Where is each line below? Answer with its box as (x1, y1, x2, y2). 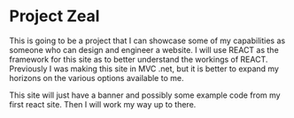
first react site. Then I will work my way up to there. (9, 99, 197, 109)
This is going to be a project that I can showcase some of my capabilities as (9, 35, 286, 46)
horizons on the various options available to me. (9, 72, 184, 83)
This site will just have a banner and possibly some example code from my (9, 90, 281, 100)
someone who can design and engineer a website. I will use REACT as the (9, 44, 279, 55)
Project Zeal (9, 6, 100, 26)
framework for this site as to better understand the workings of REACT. (9, 54, 268, 64)
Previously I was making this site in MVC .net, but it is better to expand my (9, 63, 279, 74)
